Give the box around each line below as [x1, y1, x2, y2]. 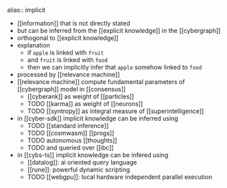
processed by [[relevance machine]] [16, 70, 120, 79]
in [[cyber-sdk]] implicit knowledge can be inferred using [16, 114, 178, 123]
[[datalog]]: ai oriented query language [27, 158, 137, 166]
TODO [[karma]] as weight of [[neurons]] [27, 100, 143, 107]
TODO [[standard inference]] [27, 122, 109, 129]
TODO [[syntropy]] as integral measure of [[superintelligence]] [27, 107, 204, 115]
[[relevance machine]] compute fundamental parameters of [16, 78, 185, 85]
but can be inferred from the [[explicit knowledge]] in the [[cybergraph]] [16, 27, 221, 34]
